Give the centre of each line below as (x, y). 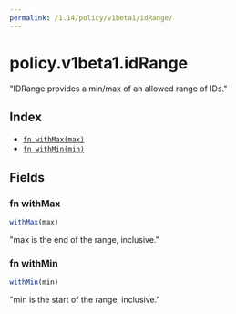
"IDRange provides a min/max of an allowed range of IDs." (118, 89)
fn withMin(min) (53, 150)
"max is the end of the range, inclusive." (84, 239)
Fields (27, 178)
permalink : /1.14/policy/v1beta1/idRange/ (91, 18)
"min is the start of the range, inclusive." (85, 300)
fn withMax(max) (53, 140)
